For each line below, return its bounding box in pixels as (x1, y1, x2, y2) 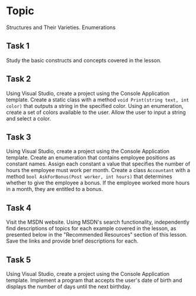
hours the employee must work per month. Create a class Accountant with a (6, 167, 191, 174)
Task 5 (6, 254, 31, 265)
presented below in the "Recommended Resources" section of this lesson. (6, 231, 188, 238)
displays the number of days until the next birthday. (6, 283, 132, 290)
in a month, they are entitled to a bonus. (6, 186, 104, 193)
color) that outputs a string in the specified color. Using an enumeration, (6, 102, 184, 109)
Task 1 (6, 41, 30, 51)
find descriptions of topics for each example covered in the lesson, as (6, 225, 176, 232)
